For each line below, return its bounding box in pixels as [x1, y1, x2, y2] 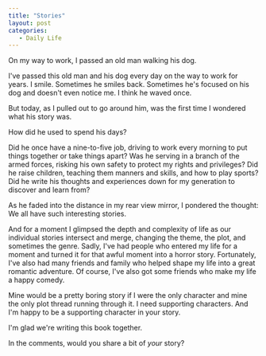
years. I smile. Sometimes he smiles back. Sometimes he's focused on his [8, 80, 250, 89]
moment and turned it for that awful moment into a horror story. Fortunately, [8, 250, 256, 260]
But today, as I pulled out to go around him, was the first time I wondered [8, 104, 246, 113]
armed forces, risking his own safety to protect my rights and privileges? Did [8, 160, 259, 170]
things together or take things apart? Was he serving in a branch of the [8, 151, 240, 161]
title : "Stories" [8, 11, 66, 20]
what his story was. [8, 112, 72, 122]
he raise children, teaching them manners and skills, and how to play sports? [8, 168, 259, 178]
